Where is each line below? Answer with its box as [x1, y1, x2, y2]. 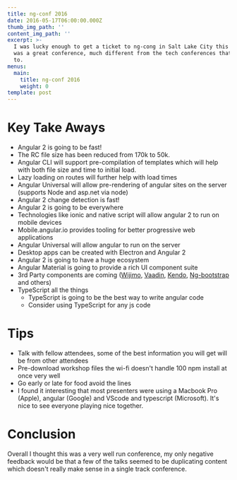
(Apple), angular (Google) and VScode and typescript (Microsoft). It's [17, 394, 219, 402]
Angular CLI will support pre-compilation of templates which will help [17, 158, 219, 167]
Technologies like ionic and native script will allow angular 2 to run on [17, 211, 220, 219]
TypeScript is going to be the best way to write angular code [28, 293, 205, 302]
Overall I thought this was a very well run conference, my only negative [7, 450, 214, 458]
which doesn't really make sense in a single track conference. [7, 464, 187, 473]
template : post [7, 89, 52, 96]
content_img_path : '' [7, 30, 71, 37]
